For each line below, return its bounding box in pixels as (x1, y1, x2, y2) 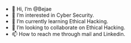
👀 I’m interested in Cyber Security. (11, 12, 95, 19)
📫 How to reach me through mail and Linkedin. (11, 31, 126, 37)
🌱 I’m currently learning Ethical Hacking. (11, 18, 109, 24)
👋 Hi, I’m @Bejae (11, 6, 52, 12)
